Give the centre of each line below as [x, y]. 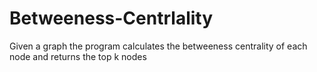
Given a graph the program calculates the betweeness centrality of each [158, 46]
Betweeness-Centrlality [111, 18]
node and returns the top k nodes [78, 56]
